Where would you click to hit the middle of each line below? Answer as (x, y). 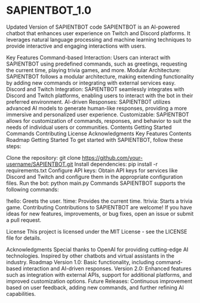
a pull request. (24, 220)
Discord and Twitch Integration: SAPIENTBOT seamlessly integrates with (95, 89)
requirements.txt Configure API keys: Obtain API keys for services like (92, 170)
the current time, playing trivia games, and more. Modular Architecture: (93, 70)
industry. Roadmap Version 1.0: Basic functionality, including (80, 262)
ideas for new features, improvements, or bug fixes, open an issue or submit (100, 214)
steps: (14, 146)
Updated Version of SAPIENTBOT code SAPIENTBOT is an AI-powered (93, 27)
